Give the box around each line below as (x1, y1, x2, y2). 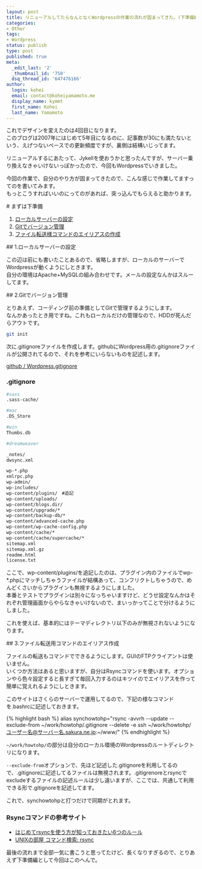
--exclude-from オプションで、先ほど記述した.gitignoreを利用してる (6, 762, 173, 769)
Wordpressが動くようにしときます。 (6, 264, 96, 271)
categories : (6, 20, 36, 26)
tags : (6, 31, 20, 37)
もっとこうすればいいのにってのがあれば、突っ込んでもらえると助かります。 (6, 190, 195, 197)
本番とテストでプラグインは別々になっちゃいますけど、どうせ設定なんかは (6, 592, 191, 599)
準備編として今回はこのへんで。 (22, 856, 101, 864)
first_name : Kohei (11, 104, 58, 110)
